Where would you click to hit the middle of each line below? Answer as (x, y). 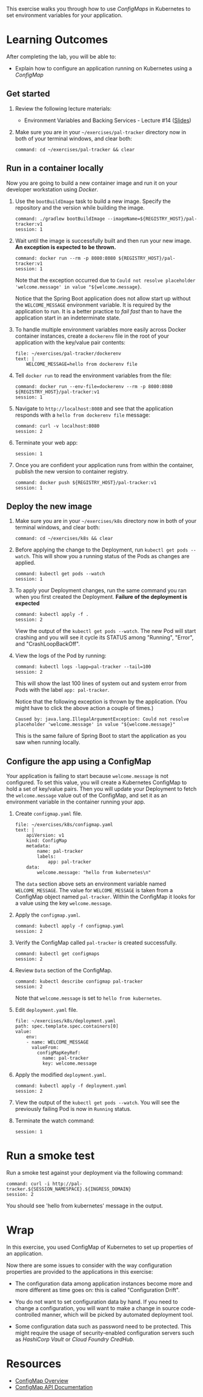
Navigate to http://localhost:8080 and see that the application (94, 408)
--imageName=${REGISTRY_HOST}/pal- (152, 219)
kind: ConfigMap (47, 841)
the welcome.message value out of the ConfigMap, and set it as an (87, 796)
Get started (28, 94)
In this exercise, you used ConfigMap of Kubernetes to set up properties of (100, 1247)
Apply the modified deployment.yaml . (61, 1075)
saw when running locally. (48, 742)
